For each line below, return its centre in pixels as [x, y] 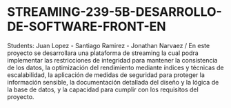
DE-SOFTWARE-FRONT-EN [87, 26]
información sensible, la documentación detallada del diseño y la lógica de [113, 82]
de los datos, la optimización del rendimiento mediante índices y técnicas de [115, 67]
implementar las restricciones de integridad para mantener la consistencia [112, 60]
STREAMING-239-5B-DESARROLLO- [114, 12]
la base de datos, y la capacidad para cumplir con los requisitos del [103, 89]
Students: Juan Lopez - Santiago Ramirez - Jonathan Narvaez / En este [109, 45]
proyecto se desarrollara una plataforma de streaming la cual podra [103, 53]
